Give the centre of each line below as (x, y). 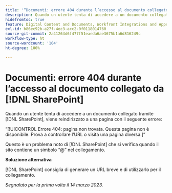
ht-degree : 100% (23, 48)
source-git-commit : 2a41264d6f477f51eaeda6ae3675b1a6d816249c (73, 34)
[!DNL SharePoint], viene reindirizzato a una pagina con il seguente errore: (84, 119)
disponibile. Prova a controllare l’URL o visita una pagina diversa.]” (76, 134)
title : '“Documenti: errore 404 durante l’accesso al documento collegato (87, 10)
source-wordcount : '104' (32, 43)
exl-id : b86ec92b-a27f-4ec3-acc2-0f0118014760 (56, 29)
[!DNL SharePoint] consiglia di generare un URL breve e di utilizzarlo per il (83, 170)
